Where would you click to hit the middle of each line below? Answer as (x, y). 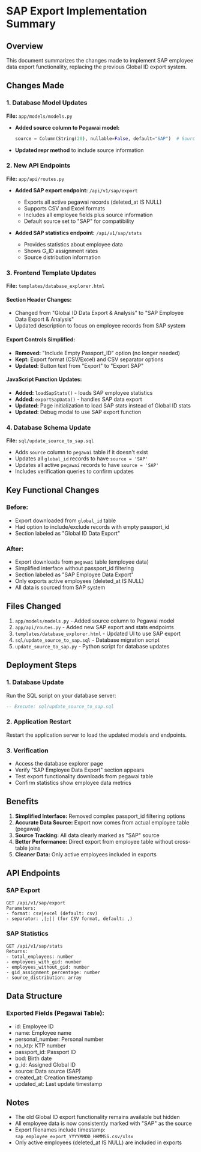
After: (15, 549)
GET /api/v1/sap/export (36, 903)
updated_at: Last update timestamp (58, 1083)
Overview (25, 46)
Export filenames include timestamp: (60, 1130)
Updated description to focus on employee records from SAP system (100, 326)
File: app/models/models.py (39, 116)
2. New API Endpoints (38, 165)
